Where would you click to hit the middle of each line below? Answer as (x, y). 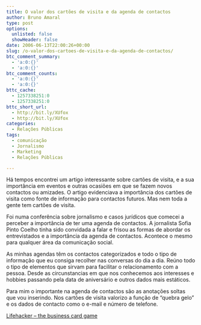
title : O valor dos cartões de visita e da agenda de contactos (88, 12)
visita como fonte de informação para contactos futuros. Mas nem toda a (97, 199)
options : (17, 29)
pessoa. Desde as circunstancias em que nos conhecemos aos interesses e (100, 273)
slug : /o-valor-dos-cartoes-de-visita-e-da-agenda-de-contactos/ (90, 51)
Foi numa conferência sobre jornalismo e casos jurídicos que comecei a (95, 217)
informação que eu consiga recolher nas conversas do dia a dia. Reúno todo (101, 261)
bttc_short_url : (26, 107)
